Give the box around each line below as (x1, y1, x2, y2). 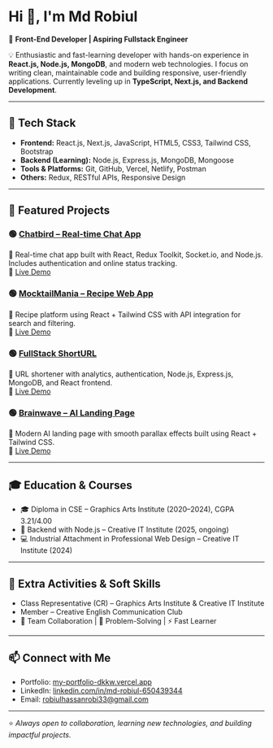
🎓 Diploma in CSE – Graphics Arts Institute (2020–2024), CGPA (19, 504, 235, 515)
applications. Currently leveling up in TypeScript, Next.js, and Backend (8, 76, 248, 86)
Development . (8, 85, 57, 94)
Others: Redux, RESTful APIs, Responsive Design (19, 172, 186, 182)
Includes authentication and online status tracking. (8, 259, 177, 268)
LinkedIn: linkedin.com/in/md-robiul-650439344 (19, 685, 183, 695)
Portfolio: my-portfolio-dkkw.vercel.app (19, 676, 153, 686)
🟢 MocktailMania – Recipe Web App (8, 288, 154, 299)
